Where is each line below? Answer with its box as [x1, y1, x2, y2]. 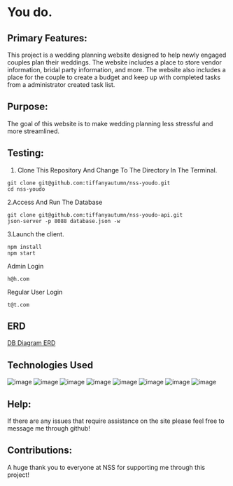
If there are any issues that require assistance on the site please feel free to [7, 417, 225, 425]
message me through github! [7, 424, 91, 433]
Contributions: [7, 445, 72, 457]
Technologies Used [7, 359, 93, 371]
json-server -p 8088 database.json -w [7, 217, 120, 224]
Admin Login [7, 262, 44, 270]
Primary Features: [7, 32, 87, 44]
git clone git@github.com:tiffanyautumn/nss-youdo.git [7, 180, 171, 187]
